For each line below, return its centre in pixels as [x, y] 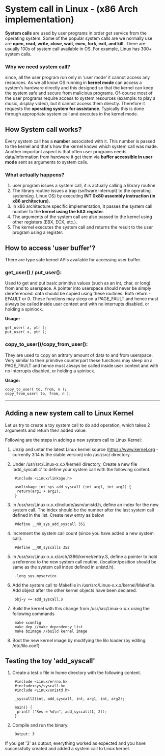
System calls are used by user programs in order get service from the [76, 33]
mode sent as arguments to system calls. [47, 162]
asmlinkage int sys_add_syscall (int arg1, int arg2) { [73, 487]
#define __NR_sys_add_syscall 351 [50, 524]
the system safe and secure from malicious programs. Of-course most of [79, 93]
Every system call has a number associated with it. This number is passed [80, 141]
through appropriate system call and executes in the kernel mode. [72, 114]
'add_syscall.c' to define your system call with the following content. [81, 469]
